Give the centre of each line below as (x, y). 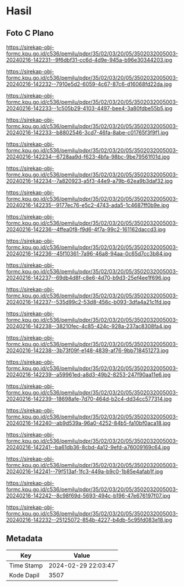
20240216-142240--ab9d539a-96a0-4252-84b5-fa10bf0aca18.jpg (88, 423)
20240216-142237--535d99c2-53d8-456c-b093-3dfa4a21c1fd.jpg (88, 302)
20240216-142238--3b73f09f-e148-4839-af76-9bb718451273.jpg (88, 350)
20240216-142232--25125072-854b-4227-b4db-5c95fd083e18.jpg (89, 520)
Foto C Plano (30, 33)
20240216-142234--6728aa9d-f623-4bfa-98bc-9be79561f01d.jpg (88, 157)
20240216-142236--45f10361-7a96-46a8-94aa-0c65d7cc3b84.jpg (89, 254)
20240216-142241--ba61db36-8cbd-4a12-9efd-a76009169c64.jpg (88, 447)
